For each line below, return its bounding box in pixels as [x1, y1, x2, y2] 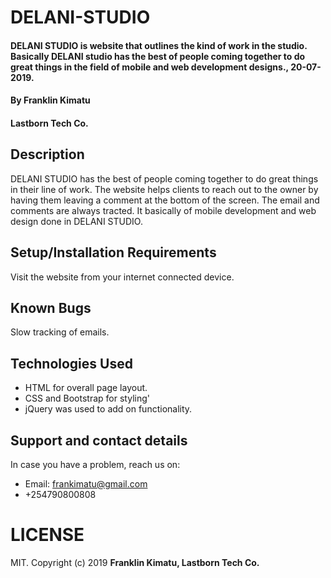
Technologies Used [10, 355, 133, 372]
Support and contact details [10, 432, 188, 449]
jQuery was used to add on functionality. [24, 403, 193, 415]
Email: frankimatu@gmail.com [24, 478, 148, 490]
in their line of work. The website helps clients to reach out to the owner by [10, 183, 319, 195]
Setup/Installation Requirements [10, 244, 217, 261]
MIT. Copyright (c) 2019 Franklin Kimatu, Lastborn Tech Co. [10, 556, 260, 568]
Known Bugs [10, 299, 92, 316]
